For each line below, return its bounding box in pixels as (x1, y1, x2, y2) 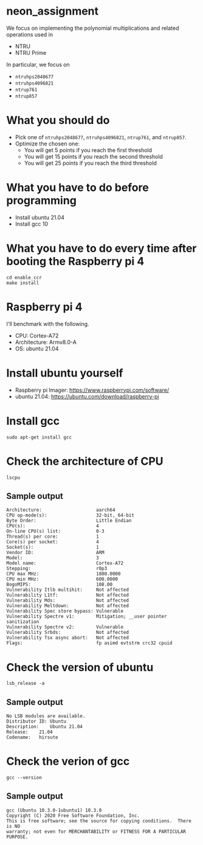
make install (6, 280, 40, 286)
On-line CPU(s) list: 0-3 (6, 528, 105, 535)
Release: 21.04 (6, 729, 53, 735)
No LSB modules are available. (6, 713, 86, 719)
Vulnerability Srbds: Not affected (6, 630, 129, 636)
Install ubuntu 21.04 (15, 214, 65, 221)
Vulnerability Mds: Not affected (6, 597, 129, 603)
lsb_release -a (6, 680, 45, 687)
